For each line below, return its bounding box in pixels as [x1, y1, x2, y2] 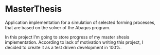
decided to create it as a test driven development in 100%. [5, 44, 122, 50]
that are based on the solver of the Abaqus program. [5, 24, 110, 30]
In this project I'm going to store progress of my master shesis [5, 34, 130, 40]
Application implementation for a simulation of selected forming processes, [5, 19, 156, 25]
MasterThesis [5, 3, 62, 15]
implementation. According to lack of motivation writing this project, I [5, 39, 143, 45]
